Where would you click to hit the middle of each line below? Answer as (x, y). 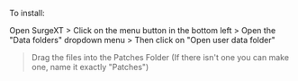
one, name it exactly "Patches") (90, 67)
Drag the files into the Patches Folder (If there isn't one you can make (160, 57)
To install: (27, 13)
